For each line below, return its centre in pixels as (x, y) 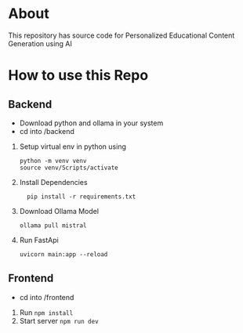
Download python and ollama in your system (91, 123)
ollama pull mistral (53, 225)
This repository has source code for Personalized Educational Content (121, 35)
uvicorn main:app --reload (63, 254)
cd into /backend (47, 131)
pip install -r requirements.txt (82, 197)
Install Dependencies (53, 182)
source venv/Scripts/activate (69, 168)
